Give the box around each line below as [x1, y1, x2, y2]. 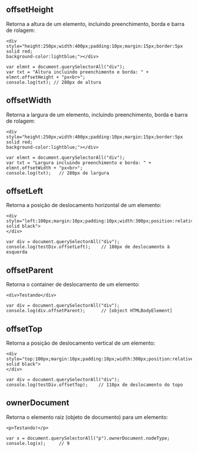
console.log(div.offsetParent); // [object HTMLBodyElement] [6, 308, 173, 314]
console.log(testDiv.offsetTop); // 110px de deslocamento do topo [6, 382, 183, 388]
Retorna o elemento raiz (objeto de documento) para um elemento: [6, 413, 169, 421]
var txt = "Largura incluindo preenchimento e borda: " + [6, 159, 151, 166]
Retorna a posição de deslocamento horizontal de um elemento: [6, 202, 162, 209]
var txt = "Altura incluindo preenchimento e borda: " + [6, 69, 149, 75]
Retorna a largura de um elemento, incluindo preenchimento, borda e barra [6, 111, 188, 118]
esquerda [6, 249, 28, 256]
